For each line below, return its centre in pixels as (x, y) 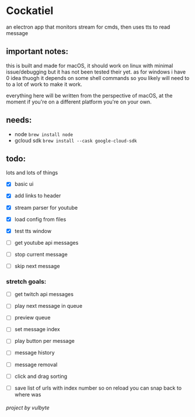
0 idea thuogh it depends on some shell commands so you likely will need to (98, 78)
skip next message (37, 266)
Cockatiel (30, 11)
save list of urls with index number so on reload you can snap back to (98, 388)
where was (28, 394)
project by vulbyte (28, 408)
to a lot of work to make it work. (44, 84)
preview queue (32, 318)
